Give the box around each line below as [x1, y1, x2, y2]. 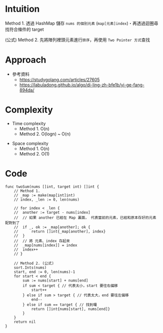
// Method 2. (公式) [14, 261, 54, 266]
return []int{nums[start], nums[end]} [31, 307, 110, 311]
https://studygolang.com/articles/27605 [19, 77, 100, 82]
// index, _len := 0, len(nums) [14, 197, 80, 202]
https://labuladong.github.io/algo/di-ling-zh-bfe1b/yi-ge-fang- [19, 82, 145, 88]
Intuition [5, 3, 40, 15]
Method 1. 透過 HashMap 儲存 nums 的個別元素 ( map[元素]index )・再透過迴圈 [5, 20, 154, 26]
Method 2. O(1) [19, 151, 50, 156]
